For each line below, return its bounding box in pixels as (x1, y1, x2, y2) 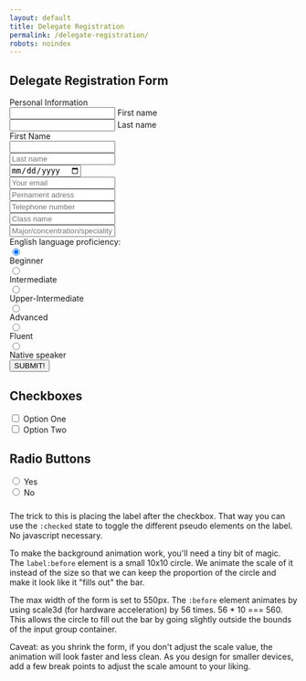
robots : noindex (9, 38, 71, 48)
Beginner (9, 255, 44, 266)
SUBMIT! (14, 361, 46, 371)
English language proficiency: (9, 237, 121, 248)
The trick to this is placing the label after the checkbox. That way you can (9, 511, 286, 522)
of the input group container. (9, 623, 117, 635)
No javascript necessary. (9, 530, 103, 541)
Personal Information (9, 97, 89, 108)
